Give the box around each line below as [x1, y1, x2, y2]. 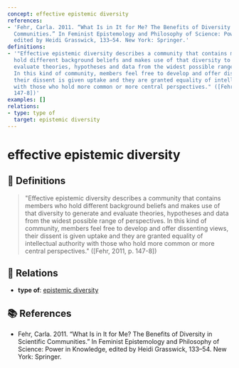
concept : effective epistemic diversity [7, 10, 129, 18]
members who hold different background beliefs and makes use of [24, 201, 221, 210]
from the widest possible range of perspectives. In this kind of [24, 216, 208, 224]
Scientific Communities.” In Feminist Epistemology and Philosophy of [17, 337, 220, 346]
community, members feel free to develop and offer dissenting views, [24, 224, 229, 232]
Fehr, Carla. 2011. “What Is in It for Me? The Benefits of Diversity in [17, 330, 213, 338]
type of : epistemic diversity [17, 286, 99, 295]
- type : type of [7, 109, 55, 117]
